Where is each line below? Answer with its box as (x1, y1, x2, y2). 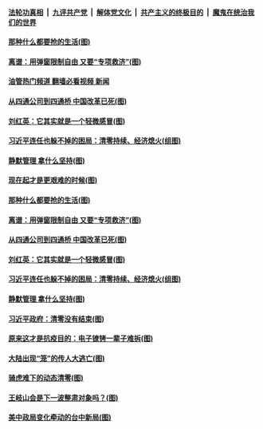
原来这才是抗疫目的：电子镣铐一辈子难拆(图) (8, 334, 154, 344)
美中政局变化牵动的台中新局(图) (8, 412, 112, 423)
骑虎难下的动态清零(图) (8, 373, 84, 383)
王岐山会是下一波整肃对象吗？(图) (8, 392, 119, 403)
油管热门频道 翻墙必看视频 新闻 (8, 77, 110, 86)
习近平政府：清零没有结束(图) (8, 314, 105, 324)
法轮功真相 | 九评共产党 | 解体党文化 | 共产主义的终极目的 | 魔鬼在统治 (8, 7, 248, 17)
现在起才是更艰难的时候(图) (8, 176, 98, 185)
